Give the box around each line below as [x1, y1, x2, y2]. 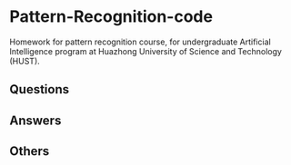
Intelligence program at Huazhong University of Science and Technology [9, 45, 282, 56]
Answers [9, 112, 62, 128]
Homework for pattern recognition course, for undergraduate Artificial [9, 36, 271, 47]
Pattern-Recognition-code [9, 6, 214, 27]
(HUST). [9, 55, 41, 66]
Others [9, 143, 50, 160]
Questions [9, 82, 70, 97]
